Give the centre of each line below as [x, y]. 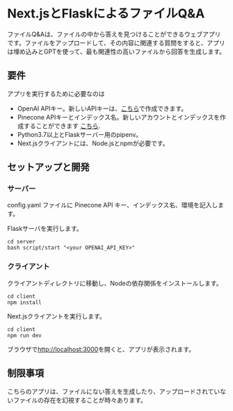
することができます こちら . [62, 126]
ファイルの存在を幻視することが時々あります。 [80, 400]
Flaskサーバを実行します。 [45, 229]
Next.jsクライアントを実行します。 [56, 316]
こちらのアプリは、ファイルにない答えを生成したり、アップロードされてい [114, 391]
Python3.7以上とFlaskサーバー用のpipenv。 [80, 134]
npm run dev [24, 335]
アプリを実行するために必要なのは [56, 93]
